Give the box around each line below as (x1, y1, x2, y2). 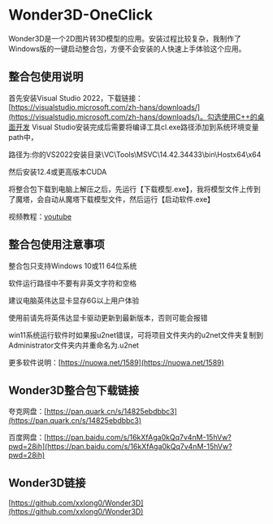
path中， (8, 132, 38, 142)
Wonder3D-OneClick (8, 6, 153, 24)
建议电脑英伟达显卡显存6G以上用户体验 (8, 295, 140, 305)
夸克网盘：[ (8, 407, 47, 417)
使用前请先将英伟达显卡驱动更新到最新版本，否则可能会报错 (8, 312, 208, 322)
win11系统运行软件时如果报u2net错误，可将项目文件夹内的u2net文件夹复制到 (8, 330, 264, 339)
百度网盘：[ (8, 433, 47, 443)
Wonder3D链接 (8, 476, 86, 490)
